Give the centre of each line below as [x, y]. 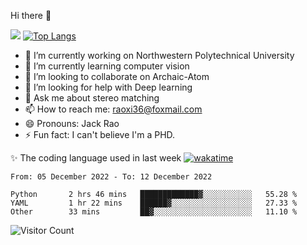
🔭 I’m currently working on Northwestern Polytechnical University [159, 55]
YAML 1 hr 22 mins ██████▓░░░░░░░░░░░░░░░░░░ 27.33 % [154, 203]
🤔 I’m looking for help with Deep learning [108, 87]
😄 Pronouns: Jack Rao [72, 123]
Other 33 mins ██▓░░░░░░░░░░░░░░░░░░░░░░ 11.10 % [154, 212]
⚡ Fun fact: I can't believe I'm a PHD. [100, 134]
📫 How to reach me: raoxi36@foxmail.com [113, 109]
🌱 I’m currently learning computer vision [107, 66]
